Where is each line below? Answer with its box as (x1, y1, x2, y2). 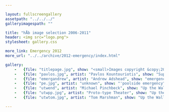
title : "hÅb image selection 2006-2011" (5, 30, 92, 35)
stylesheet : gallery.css (5, 40, 57, 45)
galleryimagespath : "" (5, 21, 53, 26)
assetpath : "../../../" (5, 16, 55, 22)
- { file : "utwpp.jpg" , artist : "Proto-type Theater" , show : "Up (14, 90, 156, 95)
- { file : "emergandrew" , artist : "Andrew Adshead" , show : (14, 76, 143, 81)
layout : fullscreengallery (5, 12, 62, 17)
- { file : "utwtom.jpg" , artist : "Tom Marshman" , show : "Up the (14, 95, 154, 100)
